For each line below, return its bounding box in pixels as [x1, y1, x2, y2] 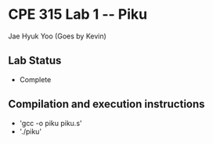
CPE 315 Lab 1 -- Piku [8, 5, 147, 23]
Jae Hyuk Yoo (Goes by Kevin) [8, 31, 107, 41]
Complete [19, 74, 52, 84]
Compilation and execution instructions [8, 98, 205, 111]
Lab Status [8, 54, 62, 67]
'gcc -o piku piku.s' [19, 118, 82, 128]
